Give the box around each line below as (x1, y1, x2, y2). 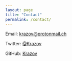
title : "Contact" (5, 12, 42, 17)
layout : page (5, 7, 33, 13)
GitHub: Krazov (5, 50, 37, 56)
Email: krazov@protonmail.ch (5, 31, 67, 37)
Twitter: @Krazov (5, 41, 42, 47)
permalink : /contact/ (5, 17, 52, 22)
